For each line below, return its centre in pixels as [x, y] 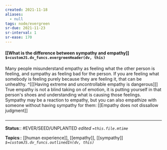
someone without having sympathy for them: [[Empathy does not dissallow [82, 105]
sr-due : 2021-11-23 [25, 28]
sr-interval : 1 [21, 33]
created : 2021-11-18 [27, 10]
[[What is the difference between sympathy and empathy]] [67, 53]
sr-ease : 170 [19, 38]
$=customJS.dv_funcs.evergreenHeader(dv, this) [55, 58]
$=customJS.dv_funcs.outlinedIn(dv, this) [50, 143]
